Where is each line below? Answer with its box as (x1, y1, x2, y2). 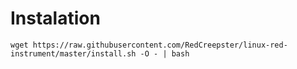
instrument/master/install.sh (10, 48, 137, 59)
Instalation (10, 7, 101, 30)
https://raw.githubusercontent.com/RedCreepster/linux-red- (32, 40, 288, 50)
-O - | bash (139, 48, 190, 59)
